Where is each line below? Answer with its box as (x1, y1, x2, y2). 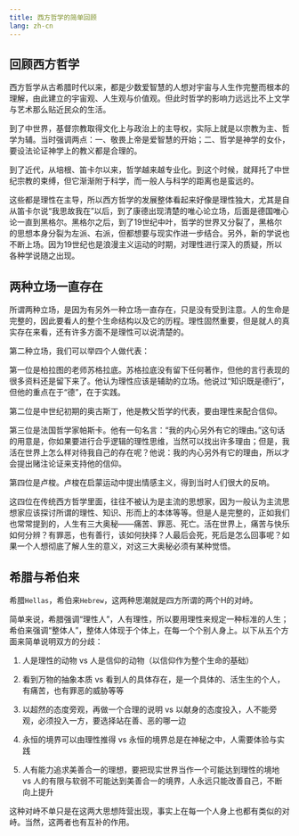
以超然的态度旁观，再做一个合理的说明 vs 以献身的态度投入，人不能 (21, 704, 270, 715)
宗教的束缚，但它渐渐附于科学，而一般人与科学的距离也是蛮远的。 (16, 176, 259, 186)
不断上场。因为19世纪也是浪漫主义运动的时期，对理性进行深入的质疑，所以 (9, 239, 283, 250)
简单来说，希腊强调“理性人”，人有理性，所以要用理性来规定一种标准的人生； (9, 613, 289, 625)
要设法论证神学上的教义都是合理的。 (9, 145, 142, 156)
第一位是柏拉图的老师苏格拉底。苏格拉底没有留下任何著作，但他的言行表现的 (9, 365, 290, 376)
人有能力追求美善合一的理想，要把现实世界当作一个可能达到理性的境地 (21, 764, 280, 774)
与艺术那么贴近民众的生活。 (9, 104, 111, 115)
